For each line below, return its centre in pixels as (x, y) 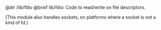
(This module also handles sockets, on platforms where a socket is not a (80, 17)
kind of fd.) (17, 23)
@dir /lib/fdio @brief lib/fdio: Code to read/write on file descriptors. (75, 7)
